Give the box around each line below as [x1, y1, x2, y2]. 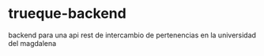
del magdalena [8, 38, 57, 47]
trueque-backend [8, 5, 126, 23]
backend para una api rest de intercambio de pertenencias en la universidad [8, 30, 257, 40]
